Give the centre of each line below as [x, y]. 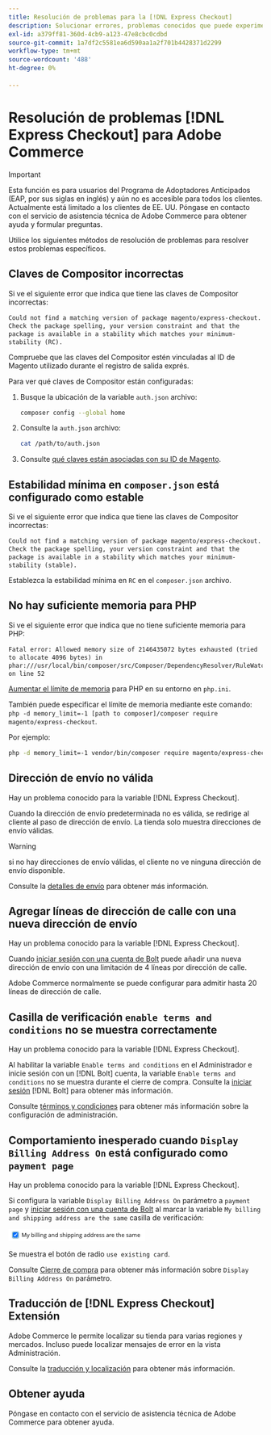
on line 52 [27, 673]
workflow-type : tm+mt [45, 51]
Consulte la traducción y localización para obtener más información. [122, 1368]
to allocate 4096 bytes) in [56, 657]
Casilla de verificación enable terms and [110, 1017]
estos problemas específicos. [57, 248]
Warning [22, 846]
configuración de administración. [63, 1115]
